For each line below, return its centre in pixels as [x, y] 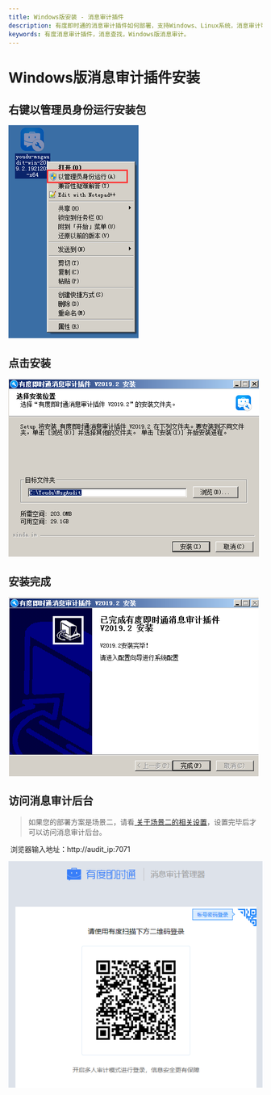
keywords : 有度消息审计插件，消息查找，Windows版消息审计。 [99, 34]
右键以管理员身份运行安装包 [77, 109]
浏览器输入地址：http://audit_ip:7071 [70, 849]
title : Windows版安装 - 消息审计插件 [66, 17]
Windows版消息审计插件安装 [104, 78]
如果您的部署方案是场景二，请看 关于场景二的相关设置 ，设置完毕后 [139, 822]
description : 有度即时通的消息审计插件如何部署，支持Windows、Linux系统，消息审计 [135, 25]
